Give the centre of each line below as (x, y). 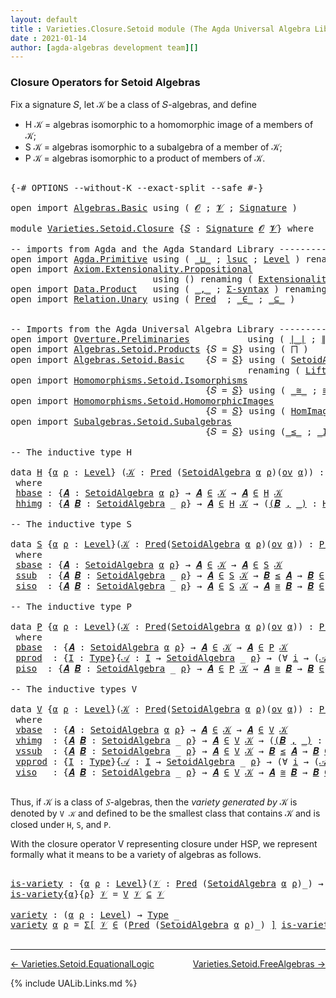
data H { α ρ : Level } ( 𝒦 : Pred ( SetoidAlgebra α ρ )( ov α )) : (167, 472)
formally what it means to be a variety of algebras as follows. (136, 854)
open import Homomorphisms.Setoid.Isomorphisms (129, 380)
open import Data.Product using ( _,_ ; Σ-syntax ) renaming (168, 289)
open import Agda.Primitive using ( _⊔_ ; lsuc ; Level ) (155, 259)
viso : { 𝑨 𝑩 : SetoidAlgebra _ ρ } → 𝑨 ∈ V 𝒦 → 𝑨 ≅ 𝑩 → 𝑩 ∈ (172, 772)
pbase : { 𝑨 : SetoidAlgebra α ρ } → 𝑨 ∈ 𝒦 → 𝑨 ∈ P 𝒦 (151, 647)
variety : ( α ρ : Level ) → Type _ (95, 914)
